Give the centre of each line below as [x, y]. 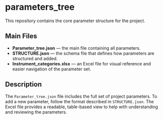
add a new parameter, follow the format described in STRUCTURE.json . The [80, 101]
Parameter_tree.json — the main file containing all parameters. [76, 48]
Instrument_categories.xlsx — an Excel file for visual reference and [81, 63]
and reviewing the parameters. [36, 112]
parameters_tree [40, 7]
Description [23, 84]
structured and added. [35, 59]
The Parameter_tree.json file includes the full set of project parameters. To [81, 96]
